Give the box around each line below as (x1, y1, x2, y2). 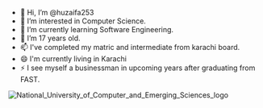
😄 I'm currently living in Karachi (19, 54, 127, 64)
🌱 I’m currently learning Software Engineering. (19, 25, 174, 34)
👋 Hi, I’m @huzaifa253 (19, 8, 94, 17)
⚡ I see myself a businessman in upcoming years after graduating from (19, 63, 256, 73)
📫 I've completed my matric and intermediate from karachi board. (19, 43, 240, 52)
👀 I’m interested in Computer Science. (19, 16, 147, 26)
